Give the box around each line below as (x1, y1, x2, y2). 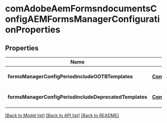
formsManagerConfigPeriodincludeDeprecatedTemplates (7, 94, 148, 100)
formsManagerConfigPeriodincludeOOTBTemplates (7, 73, 133, 80)
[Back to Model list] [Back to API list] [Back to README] (5, 113, 119, 118)
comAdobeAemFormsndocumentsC (5, 3, 158, 14)
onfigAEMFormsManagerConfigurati (5, 13, 160, 25)
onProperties (5, 24, 61, 35)
